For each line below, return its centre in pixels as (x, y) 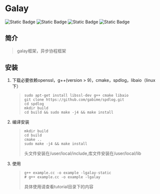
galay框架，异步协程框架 (41, 51)
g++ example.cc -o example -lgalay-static (68, 173)
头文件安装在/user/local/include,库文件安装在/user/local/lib (83, 153)
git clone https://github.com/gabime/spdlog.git (74, 100)
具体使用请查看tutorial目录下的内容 (59, 186)
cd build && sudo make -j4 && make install (69, 112)
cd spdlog (34, 104)
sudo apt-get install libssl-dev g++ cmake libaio (76, 95)
